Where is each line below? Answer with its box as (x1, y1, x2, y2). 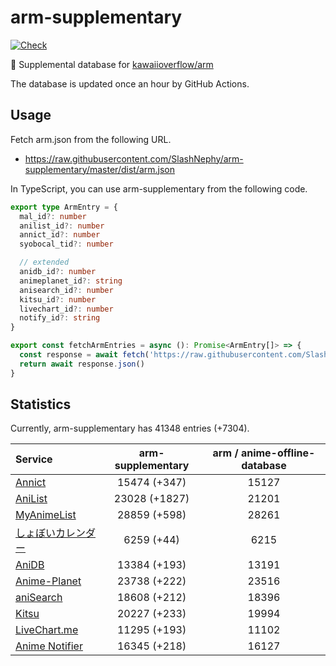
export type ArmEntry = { (10, 202, 118, 212)
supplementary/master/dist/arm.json (24, 163, 176, 175)
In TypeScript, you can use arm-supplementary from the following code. (10, 182, 308, 195)
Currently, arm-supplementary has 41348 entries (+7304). (10, 422, 250, 435)
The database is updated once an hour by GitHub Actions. (10, 77, 250, 90)
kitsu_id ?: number (19, 294, 97, 305)
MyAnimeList (15, 508, 77, 522)
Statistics (10, 396, 72, 413)
